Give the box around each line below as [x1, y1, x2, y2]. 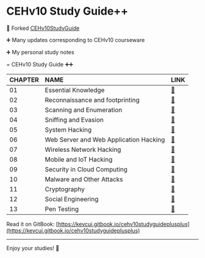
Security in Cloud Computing [45, 165, 128, 173]
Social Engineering [45, 195, 99, 203]
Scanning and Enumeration [45, 106, 123, 114]
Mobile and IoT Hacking [45, 155, 113, 163]
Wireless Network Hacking [45, 145, 121, 154]
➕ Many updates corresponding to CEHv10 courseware [6, 36, 145, 43]
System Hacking [45, 125, 92, 134]
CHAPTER [9, 75, 40, 84]
